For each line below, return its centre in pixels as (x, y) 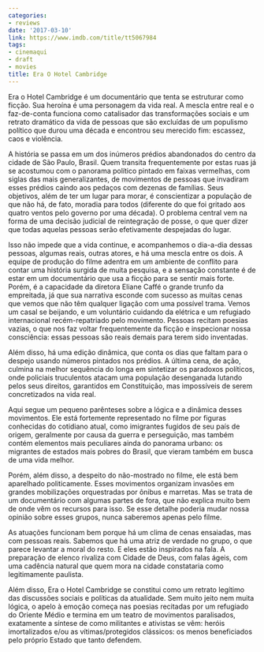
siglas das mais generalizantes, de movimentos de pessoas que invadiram (128, 179)
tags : (17, 45)
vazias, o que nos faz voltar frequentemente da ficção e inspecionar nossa (130, 328)
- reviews (24, 23)
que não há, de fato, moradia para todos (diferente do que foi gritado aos (127, 204)
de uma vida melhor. (41, 459)
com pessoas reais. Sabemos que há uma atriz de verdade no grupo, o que (130, 541)
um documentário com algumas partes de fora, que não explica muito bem (129, 500)
